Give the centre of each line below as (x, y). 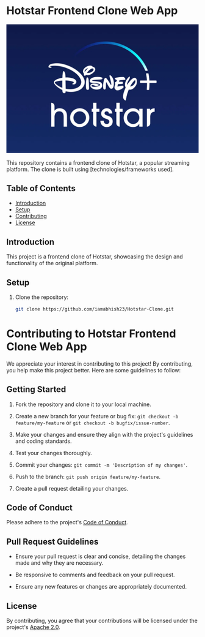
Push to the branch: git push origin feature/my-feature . (88, 477)
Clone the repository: (42, 297)
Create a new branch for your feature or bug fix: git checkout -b (97, 416)
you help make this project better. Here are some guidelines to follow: (94, 370)
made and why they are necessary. (59, 563)
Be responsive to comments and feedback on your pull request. (95, 575)
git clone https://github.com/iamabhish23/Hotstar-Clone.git (95, 309)
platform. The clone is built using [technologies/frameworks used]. (90, 169)
